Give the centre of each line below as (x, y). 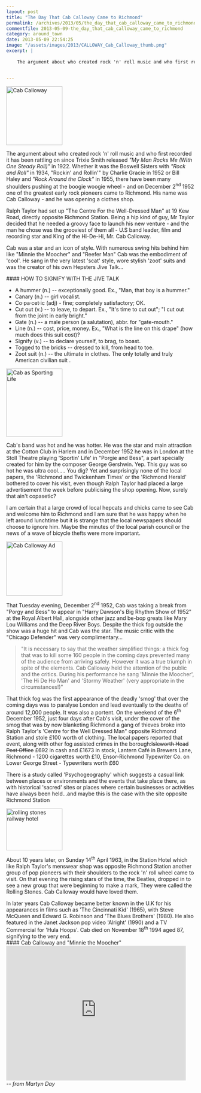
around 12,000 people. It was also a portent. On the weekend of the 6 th (94, 711)
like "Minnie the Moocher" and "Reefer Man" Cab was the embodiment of (97, 255)
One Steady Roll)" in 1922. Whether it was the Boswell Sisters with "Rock (96, 166)
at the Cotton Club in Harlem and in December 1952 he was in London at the (100, 452)
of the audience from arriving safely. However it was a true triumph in (106, 661)
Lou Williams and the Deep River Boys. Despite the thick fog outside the (95, 624)
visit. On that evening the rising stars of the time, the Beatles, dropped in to (99, 879)
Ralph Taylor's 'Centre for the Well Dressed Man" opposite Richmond (91, 731)
